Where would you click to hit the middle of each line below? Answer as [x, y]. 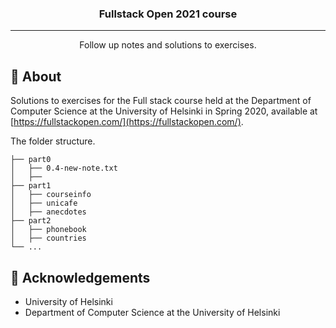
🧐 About [36, 76]
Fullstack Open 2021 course [168, 14]
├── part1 [31, 186]
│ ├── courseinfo [51, 195]
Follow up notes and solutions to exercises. [168, 45]
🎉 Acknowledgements [80, 277]
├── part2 [31, 221]
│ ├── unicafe [44, 203]
